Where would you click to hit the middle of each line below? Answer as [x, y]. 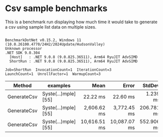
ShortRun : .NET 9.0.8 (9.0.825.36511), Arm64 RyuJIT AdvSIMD [73, 61]
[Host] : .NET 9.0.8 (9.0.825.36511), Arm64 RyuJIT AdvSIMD [73, 57]
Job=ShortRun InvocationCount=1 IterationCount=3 [58, 70]
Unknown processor [24, 48]
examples [59, 85]
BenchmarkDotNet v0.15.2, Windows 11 [43, 40]
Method [23, 85]
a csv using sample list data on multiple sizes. [51, 27]
